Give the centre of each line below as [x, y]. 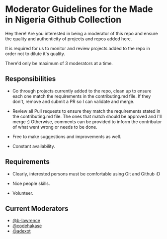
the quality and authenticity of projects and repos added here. [69, 39]
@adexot [21, 231]
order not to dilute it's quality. [35, 54]
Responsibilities [31, 79]
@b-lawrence [26, 221]
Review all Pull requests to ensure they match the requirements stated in [86, 111]
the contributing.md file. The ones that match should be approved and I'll [87, 116]
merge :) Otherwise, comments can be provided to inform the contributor [87, 121]
